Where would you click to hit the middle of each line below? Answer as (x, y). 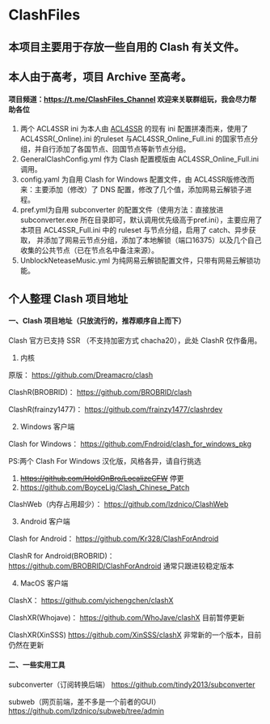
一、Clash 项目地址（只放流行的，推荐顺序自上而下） (97, 321)
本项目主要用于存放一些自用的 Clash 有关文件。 (127, 47)
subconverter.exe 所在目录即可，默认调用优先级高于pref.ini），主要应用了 (141, 220)
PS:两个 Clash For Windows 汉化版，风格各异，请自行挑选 (105, 461)
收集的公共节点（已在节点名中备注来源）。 (89, 251)
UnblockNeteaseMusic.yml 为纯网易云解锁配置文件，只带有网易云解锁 (137, 260)
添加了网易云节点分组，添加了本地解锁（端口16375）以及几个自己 (152, 240)
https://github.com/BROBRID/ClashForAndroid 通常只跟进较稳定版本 (121, 566)
